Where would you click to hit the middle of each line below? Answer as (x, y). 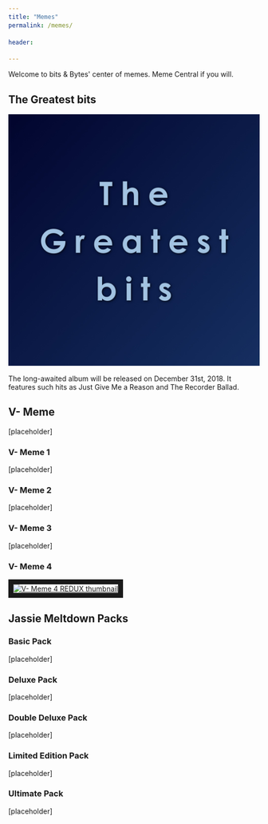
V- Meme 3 (30, 529)
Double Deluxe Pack (48, 717)
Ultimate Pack (36, 794)
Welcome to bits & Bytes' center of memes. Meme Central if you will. (121, 74)
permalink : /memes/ (41, 25)
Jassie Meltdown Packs (69, 619)
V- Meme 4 (30, 566)
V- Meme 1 (29, 452)
